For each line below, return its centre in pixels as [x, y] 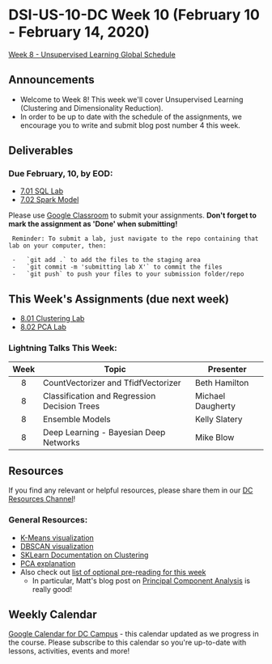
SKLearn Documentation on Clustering [84, 555]
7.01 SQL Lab [42, 191]
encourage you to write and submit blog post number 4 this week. [130, 125]
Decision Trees [71, 406]
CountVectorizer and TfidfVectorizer [112, 383]
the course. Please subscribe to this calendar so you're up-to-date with [127, 643]
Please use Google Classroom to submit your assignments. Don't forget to [133, 215]
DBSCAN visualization [57, 546]
